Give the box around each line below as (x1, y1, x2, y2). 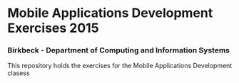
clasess (7, 69, 30, 77)
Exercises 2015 (7, 20, 99, 36)
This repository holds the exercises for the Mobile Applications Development (7, 62, 233, 70)
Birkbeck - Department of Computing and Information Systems (7, 45, 230, 55)
